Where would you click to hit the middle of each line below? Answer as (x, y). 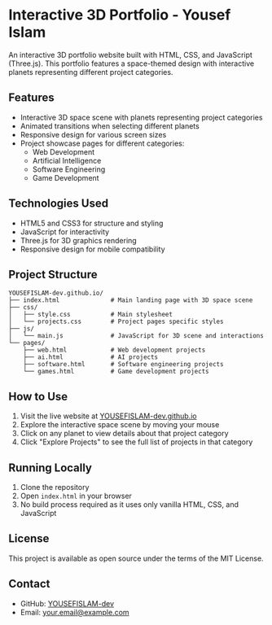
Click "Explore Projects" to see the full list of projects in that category (136, 442)
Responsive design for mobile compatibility (92, 249)
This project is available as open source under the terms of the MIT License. (136, 558)
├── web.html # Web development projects (114, 350)
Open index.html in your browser (76, 496)
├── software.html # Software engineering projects (123, 365)
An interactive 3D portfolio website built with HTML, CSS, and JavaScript (130, 55)
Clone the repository (55, 487)
